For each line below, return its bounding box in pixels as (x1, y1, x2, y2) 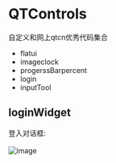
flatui (19, 48, 38, 58)
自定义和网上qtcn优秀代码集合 (8, 32, 109, 42)
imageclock (19, 57, 59, 67)
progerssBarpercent (19, 65, 87, 75)
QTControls (8, 5, 87, 23)
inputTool (19, 82, 52, 92)
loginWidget (8, 106, 71, 120)
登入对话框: (8, 128, 47, 137)
